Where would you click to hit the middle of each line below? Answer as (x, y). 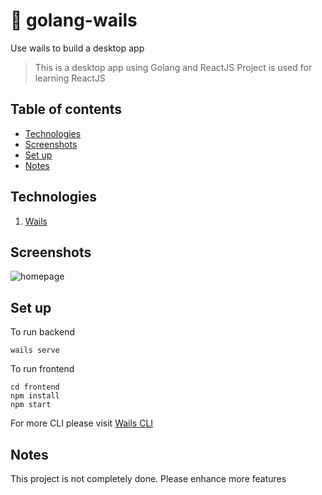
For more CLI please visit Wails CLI (82, 423)
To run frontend (42, 369)
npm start (31, 405)
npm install (35, 396)
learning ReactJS (70, 78)
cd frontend (35, 387)
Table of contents (66, 109)
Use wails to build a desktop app (77, 48)
